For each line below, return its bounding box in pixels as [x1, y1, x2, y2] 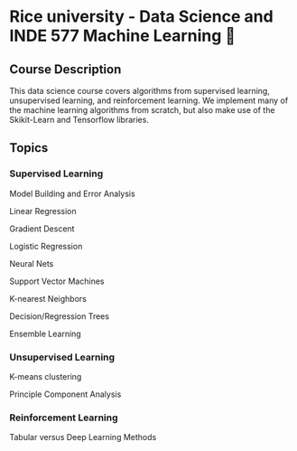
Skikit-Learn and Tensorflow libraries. [9, 115, 149, 125]
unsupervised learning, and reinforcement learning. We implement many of [9, 95, 289, 106]
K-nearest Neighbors [9, 293, 88, 304]
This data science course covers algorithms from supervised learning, [9, 86, 271, 96]
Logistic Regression [9, 240, 83, 251]
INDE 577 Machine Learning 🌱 [9, 25, 237, 46]
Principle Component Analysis [9, 389, 122, 399]
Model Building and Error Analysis [9, 188, 135, 199]
